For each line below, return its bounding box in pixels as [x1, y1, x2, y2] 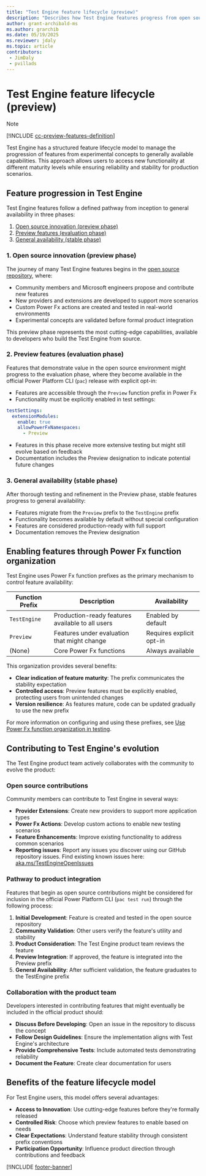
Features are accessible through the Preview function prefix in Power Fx [15, 389, 197, 397]
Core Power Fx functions [54, 647, 126, 655]
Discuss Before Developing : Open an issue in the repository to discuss [15, 1020, 196, 1028]
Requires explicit [146, 629, 194, 637]
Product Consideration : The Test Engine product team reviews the [15, 940, 185, 947]
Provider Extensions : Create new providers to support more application [15, 807, 197, 815]
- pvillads [9, 60, 37, 66]
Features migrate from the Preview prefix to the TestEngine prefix [15, 508, 180, 516]
